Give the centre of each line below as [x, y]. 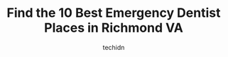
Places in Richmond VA [114, 28]
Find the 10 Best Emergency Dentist [114, 13]
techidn [114, 47]
